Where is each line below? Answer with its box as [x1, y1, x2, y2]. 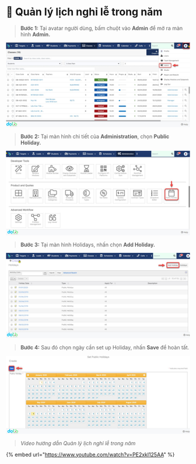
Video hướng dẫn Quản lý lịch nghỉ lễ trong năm [20, 439, 136, 446]
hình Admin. [20, 30, 51, 37]
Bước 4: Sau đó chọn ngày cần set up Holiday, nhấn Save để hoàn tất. [20, 344, 190, 351]
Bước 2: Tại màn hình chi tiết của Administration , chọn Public [20, 133, 170, 140]
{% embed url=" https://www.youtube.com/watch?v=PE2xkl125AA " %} [6, 451, 175, 458]
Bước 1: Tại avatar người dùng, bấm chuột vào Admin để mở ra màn [20, 25, 183, 32]
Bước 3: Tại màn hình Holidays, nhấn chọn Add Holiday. [20, 241, 156, 248]
